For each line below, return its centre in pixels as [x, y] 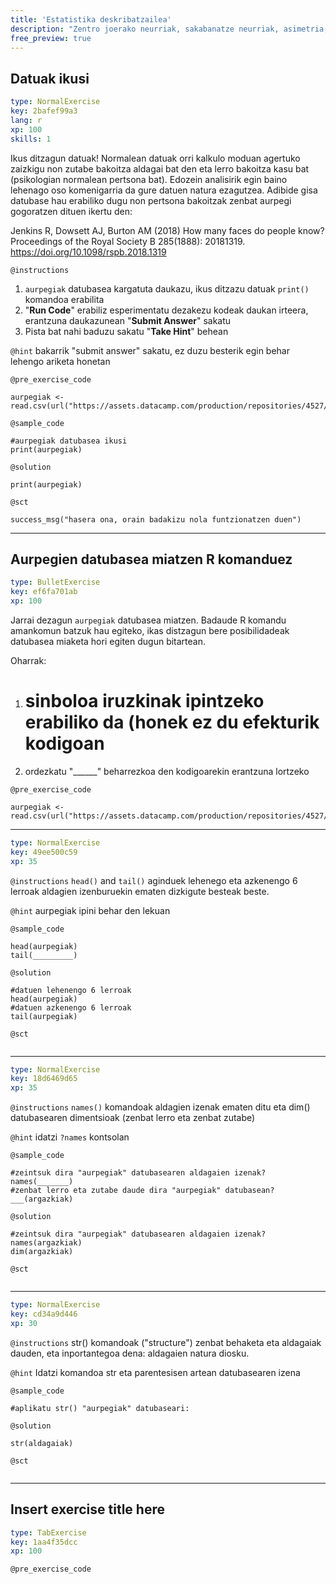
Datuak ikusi [50, 78]
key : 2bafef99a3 [44, 111]
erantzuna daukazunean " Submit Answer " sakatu [128, 320]
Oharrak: [28, 660]
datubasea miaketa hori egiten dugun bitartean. [108, 641]
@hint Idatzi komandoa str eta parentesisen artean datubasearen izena [155, 1372]
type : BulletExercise [55, 582]
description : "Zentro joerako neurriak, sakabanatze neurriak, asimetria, [169, 29]
